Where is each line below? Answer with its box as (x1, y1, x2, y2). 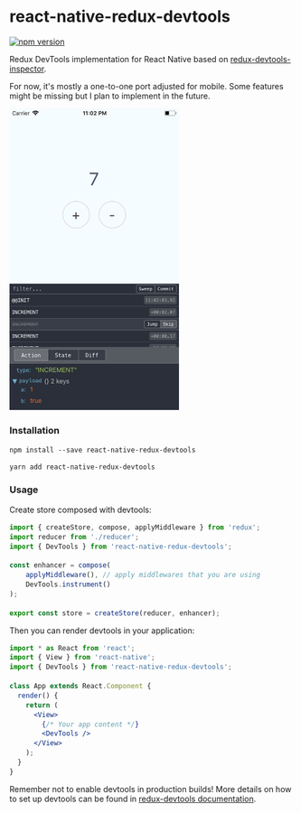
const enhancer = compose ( (9, 561, 111, 570)
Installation (9, 425, 61, 437)
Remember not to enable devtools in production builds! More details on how (9, 783, 292, 794)
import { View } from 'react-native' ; (9, 653, 155, 662)
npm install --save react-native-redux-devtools (9, 445, 196, 455)
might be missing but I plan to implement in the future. (9, 90, 211, 101)
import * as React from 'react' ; (9, 643, 136, 652)
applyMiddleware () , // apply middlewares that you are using (25, 571, 260, 580)
